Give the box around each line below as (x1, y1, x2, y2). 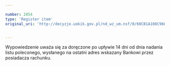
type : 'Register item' (5, 16, 53, 22)
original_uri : (5, 21, 35, 26)
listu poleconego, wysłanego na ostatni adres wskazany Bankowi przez (5, 49, 154, 56)
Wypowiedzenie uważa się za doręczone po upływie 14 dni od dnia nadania (5, 44, 163, 50)
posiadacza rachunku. (5, 55, 52, 61)
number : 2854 (5, 12, 33, 17)
